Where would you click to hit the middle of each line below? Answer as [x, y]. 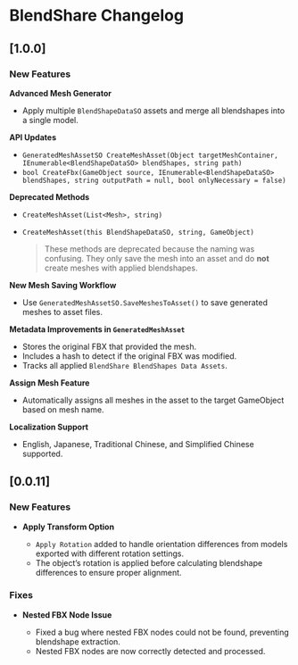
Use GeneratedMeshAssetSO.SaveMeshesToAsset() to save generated [145, 302]
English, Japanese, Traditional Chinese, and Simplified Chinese [138, 444]
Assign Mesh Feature [50, 382]
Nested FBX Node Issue [67, 615]
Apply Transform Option [68, 527]
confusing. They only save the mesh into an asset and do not [157, 258]
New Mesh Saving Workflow [63, 285]
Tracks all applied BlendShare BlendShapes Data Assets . [124, 365]
